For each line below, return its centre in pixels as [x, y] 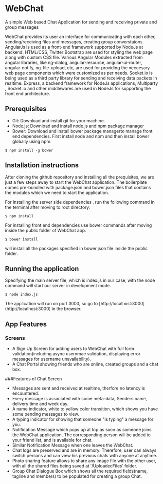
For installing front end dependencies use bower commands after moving [79, 225]
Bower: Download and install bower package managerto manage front [82, 131]
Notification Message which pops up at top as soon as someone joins [82, 430]
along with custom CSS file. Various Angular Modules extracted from [74, 57]
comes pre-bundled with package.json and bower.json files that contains [78, 187]
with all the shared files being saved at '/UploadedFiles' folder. [75, 466]
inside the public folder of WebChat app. [45, 230]
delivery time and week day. [40, 404]
